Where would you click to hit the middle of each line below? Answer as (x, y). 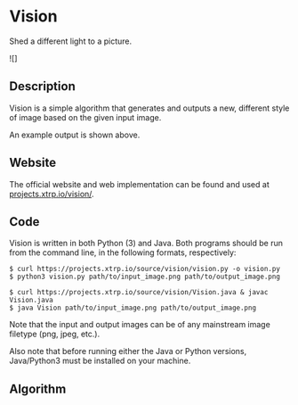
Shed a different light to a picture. (71, 41)
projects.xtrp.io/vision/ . (52, 194)
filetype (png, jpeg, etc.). (55, 334)
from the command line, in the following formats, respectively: (123, 252)
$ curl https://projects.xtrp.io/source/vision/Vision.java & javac (139, 293)
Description (42, 87)
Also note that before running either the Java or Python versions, (128, 351)
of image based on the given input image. (85, 117)
